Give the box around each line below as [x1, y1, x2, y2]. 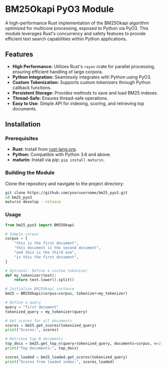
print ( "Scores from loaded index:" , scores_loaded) [5, 359, 114, 364]
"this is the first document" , [14, 241, 79, 246]
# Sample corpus [5, 231, 39, 237]
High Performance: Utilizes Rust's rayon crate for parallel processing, [12, 63, 156, 69]
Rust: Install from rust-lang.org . [12, 146, 77, 152]
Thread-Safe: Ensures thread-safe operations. [12, 95, 108, 101]
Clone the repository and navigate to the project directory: [5, 181, 124, 186]
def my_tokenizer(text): [5, 273, 57, 278]
